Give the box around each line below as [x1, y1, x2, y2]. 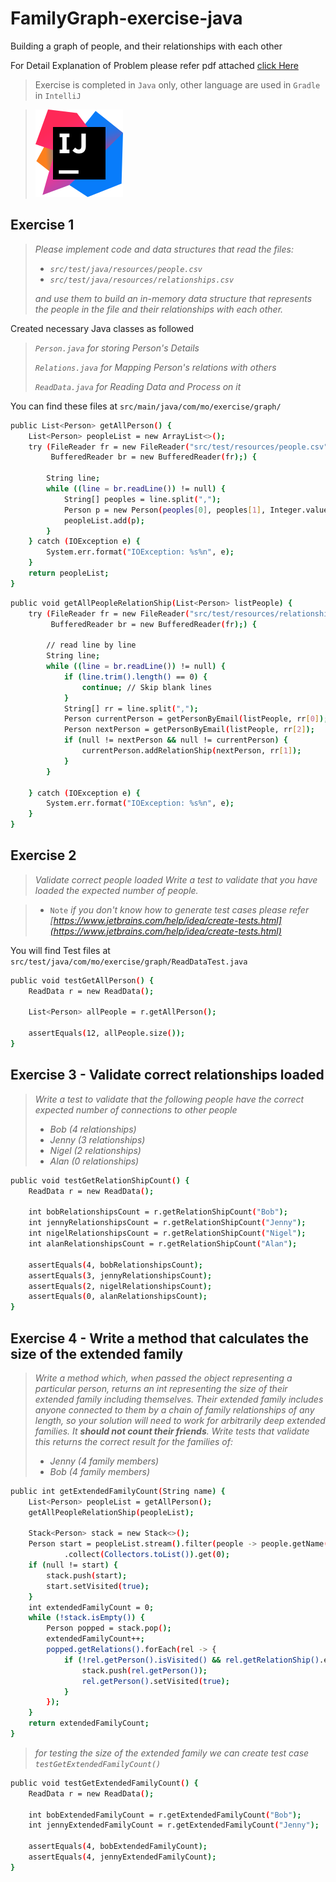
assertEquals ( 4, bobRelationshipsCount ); [28, 1260, 203, 1270]
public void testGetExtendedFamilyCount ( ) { [10, 1778, 199, 1788]
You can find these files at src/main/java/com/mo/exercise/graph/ [10, 400, 282, 412]
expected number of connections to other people [34, 1103, 238, 1116]
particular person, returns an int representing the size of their [34, 1382, 288, 1394]
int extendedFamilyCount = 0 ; [28, 1602, 155, 1612]
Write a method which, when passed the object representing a [34, 1372, 293, 1384]
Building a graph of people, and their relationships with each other [10, 40, 283, 52]
